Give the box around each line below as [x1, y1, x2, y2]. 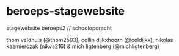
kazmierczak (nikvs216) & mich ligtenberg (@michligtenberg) [6, 43, 160, 50]
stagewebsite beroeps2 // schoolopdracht [6, 24, 112, 32]
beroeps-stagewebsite [6, 4, 125, 18]
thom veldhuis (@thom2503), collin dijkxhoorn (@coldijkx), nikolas [6, 36, 174, 43]
